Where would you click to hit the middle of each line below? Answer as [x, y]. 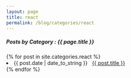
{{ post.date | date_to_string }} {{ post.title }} [70, 63]
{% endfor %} [23, 70]
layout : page [22, 12]
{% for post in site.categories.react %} [54, 57]
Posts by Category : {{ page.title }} [50, 42]
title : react [22, 17]
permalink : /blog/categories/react [50, 23]
